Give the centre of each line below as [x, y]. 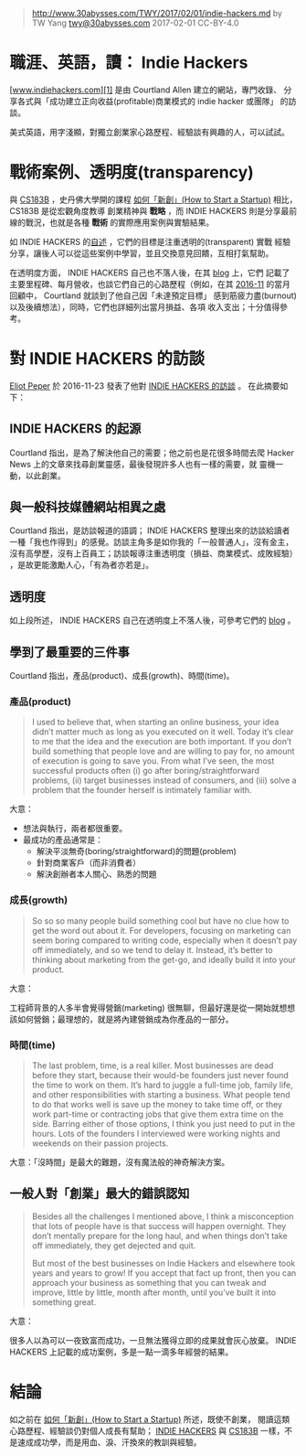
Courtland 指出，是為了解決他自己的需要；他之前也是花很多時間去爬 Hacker [152, 453]
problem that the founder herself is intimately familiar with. [142, 790]
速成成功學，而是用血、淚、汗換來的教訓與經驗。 [109, 1442]
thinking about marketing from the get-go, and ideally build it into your [164, 959]
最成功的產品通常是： [63, 840]
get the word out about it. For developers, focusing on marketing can [161, 930]
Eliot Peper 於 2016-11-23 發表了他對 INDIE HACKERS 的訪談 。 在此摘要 [145, 385]
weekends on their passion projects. [100, 1143]
